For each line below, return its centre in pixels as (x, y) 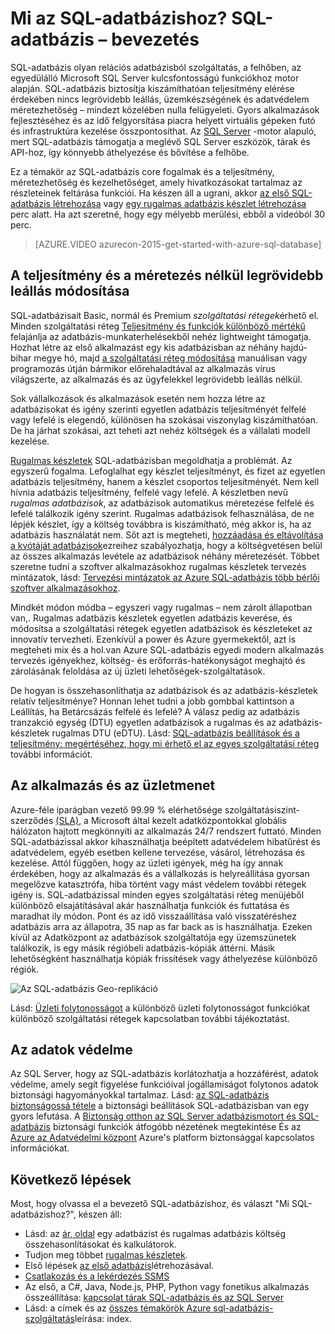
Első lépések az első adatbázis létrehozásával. (119, 1266)
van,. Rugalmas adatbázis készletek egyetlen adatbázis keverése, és (151, 618)
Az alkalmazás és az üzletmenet (113, 785)
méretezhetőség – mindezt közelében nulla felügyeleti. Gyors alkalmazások (165, 109)
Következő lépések (71, 1179)
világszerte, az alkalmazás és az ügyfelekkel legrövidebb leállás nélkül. (156, 379)
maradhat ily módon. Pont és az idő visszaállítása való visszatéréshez (153, 916)
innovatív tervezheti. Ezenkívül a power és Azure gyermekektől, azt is (153, 639)
